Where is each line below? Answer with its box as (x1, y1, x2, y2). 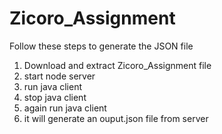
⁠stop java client (23, 91, 87, 103)
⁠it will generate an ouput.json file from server (23, 112, 209, 124)
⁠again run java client (23, 102, 107, 114)
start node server (23, 70, 96, 82)
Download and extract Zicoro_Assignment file (23, 59, 212, 71)
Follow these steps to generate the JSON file (9, 40, 194, 52)
